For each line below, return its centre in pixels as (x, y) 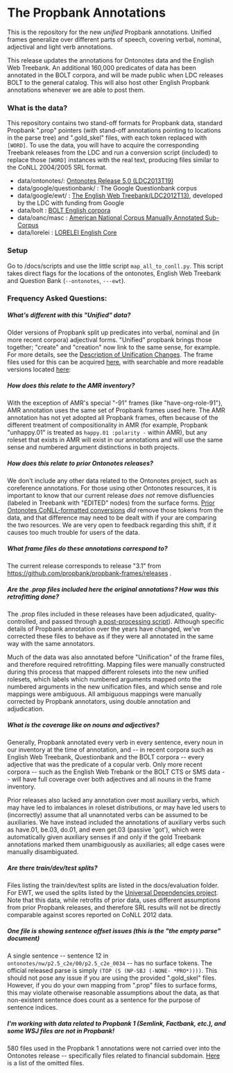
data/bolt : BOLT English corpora (64, 211)
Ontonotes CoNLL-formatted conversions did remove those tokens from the (115, 510)
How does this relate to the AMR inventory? (71, 386)
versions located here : (39, 369)
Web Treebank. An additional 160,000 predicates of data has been (102, 67)
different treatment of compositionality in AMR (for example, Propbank (107, 425)
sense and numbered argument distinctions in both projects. (93, 447)
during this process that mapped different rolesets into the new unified (108, 672)
